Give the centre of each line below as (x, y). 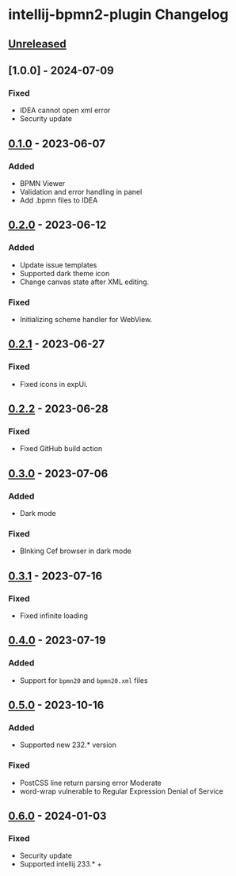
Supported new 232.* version (68, 745)
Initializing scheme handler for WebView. (86, 319)
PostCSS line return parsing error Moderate (91, 783)
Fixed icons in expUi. (54, 384)
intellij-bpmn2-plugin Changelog (118, 15)
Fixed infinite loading (54, 616)
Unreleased (38, 44)
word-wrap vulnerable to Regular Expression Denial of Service (122, 791)
